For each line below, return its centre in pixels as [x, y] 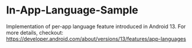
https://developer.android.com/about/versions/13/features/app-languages [96, 39]
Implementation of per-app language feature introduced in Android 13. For [96, 26]
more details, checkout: [35, 32]
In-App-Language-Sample [72, 10]
